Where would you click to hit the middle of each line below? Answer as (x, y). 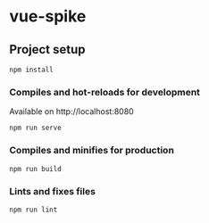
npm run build (36, 169)
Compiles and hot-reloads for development (105, 92)
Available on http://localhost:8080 (71, 111)
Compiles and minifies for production (92, 151)
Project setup (48, 50)
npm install (31, 70)
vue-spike (48, 17)
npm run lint (33, 210)
